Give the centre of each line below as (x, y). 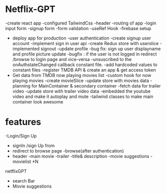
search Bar (23, 180)
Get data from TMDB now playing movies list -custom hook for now (82, 75)
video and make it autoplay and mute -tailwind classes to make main (83, 96)
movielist (22, 161)
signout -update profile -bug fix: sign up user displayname (101, 48)
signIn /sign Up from (33, 145)
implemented (26, 48)
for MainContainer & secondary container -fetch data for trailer (96, 85)
